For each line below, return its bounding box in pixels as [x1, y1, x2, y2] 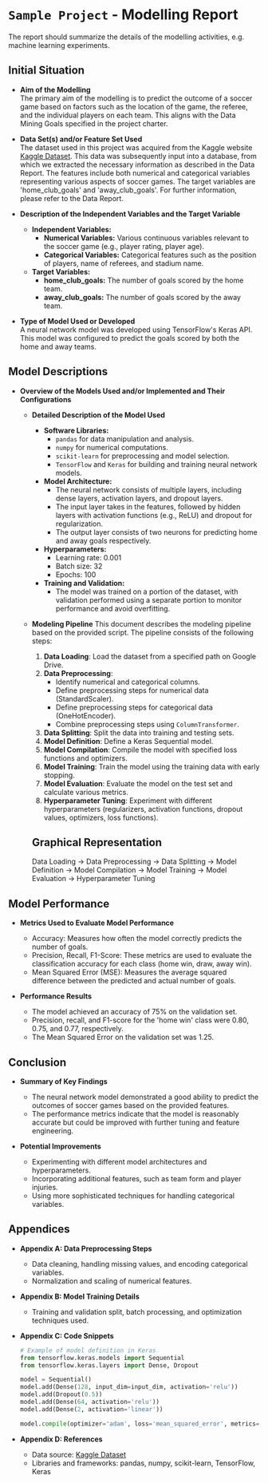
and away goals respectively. [55, 536, 152, 545]
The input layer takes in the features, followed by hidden [55, 501, 241, 512]
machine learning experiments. [8, 40, 110, 49]
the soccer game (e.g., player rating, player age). [43, 241, 205, 251]
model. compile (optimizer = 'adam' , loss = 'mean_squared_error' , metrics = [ [19, 1419, 263, 1428]
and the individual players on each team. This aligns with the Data [19, 110, 237, 120]
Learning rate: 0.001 [55, 552, 122, 562]
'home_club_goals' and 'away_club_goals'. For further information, [19, 185, 237, 195]
